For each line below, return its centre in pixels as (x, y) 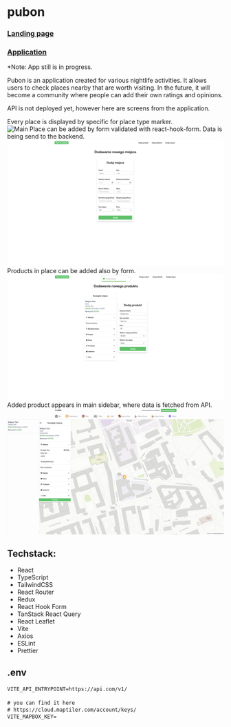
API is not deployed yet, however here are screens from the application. (109, 108)
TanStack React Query (49, 614)
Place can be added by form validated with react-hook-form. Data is (126, 129)
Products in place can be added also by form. (71, 270)
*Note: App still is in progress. (50, 67)
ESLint (26, 644)
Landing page (31, 34)
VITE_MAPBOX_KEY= (32, 717)
